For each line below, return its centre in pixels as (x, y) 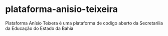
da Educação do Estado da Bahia (39, 28)
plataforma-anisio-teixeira (61, 9)
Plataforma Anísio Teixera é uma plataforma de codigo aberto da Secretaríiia (84, 23)
